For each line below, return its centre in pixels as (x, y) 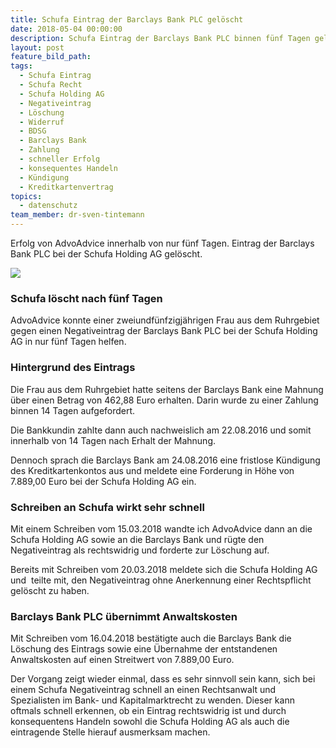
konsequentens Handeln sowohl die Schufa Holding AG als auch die (150, 722)
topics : (26, 196)
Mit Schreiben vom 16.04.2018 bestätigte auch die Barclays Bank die (151, 638)
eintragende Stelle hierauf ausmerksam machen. (110, 732)
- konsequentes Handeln (68, 168)
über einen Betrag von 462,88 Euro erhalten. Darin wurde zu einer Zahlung (164, 400)
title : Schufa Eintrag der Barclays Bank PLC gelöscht (127, 19)
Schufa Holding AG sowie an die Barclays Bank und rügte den (137, 539)
